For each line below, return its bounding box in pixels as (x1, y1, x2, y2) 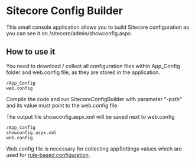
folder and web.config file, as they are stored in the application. (6, 69, 161, 76)
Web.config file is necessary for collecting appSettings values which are (6, 145, 182, 152)
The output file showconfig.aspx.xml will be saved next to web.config (6, 113, 175, 120)
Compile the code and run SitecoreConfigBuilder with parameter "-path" (6, 95, 183, 102)
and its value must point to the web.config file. (6, 102, 119, 109)
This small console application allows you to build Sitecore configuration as (6, 24, 189, 31)
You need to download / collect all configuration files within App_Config (6, 62, 180, 69)
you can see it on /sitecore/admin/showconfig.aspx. (6, 29, 133, 36)
